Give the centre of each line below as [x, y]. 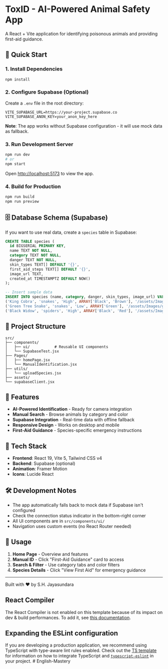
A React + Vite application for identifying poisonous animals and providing [81, 34]
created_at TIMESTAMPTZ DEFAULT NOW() [50, 279]
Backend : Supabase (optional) [44, 463]
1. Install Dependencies [34, 69]
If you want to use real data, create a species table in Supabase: [71, 232]
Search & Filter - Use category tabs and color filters [66, 564]
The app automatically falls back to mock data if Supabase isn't [78, 505]
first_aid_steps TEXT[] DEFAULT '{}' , [50, 269]
